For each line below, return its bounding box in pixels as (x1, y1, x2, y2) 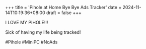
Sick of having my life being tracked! (5, 29, 81, 35)
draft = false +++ (46, 10, 82, 16)
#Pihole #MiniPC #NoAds (5, 39, 58, 45)
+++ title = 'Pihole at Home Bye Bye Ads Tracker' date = (5, 5, 122, 10)
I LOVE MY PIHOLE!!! (5, 20, 48, 25)
